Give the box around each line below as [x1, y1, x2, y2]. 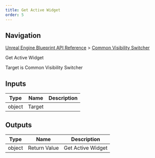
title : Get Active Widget [5, 7, 60, 13]
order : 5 [5, 12, 24, 17]
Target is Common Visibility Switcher [5, 64, 83, 71]
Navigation [5, 31, 41, 40]
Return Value [28, 144, 59, 151]
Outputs [5, 121, 32, 129]
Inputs [5, 79, 27, 88]
